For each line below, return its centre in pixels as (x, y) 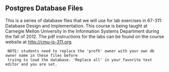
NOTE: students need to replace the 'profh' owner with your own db (81, 51)
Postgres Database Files (44, 8)
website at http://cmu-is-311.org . (39, 42)
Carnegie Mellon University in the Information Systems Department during (82, 31)
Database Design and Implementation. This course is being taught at (76, 26)
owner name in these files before (42, 55)
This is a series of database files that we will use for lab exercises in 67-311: (84, 20)
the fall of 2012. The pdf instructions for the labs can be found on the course (85, 36)
